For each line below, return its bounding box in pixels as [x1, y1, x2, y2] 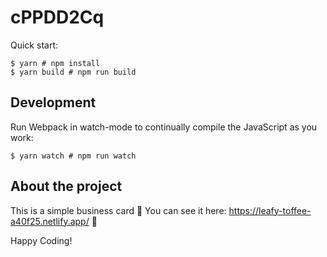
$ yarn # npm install [10, 58, 101, 68]
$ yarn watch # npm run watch [10, 151, 137, 161]
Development [10, 94, 97, 111]
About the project [10, 178, 123, 195]
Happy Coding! [10, 234, 73, 246]
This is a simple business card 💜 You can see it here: [10, 204, 227, 216]
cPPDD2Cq [10, 6, 105, 29]
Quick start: [10, 39, 58, 51]
